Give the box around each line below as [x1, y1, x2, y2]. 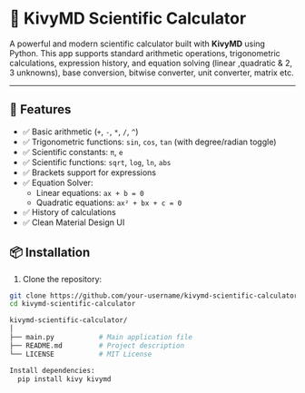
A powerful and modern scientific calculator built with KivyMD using [9, 38, 266, 49]
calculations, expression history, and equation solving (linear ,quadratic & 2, [9, 57, 293, 68]
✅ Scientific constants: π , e [22, 146, 123, 157]
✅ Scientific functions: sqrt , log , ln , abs [22, 156, 172, 167]
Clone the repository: [22, 273, 103, 284]
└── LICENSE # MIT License [9, 349, 152, 359]
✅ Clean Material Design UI [22, 217, 125, 228]
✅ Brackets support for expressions [22, 167, 157, 178]
